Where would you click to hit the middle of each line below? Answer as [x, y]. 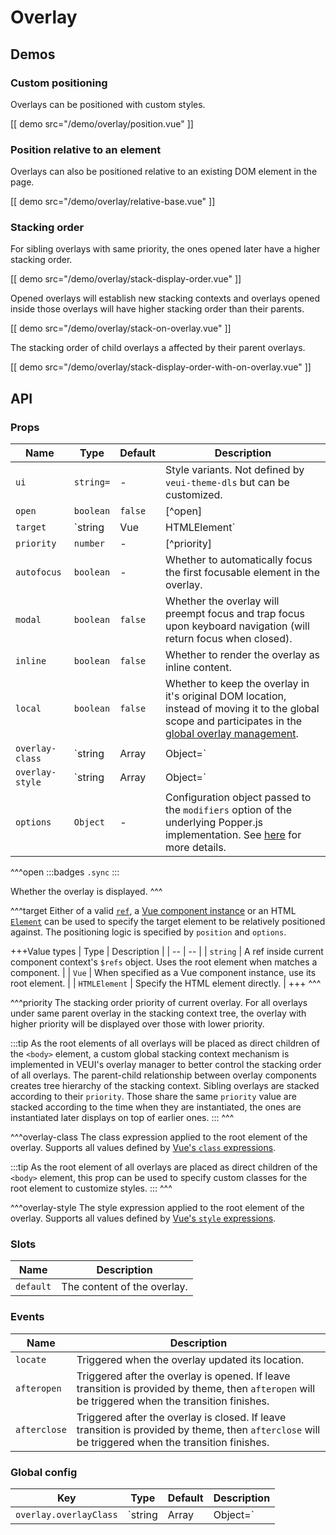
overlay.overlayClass [66, 1515]
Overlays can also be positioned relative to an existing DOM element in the [164, 172]
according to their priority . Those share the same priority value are [153, 1097]
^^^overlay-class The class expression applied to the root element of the [159, 1137]
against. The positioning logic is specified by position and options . [148, 932]
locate [31, 1359]
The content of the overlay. [124, 1287]
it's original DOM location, [225, 696]
